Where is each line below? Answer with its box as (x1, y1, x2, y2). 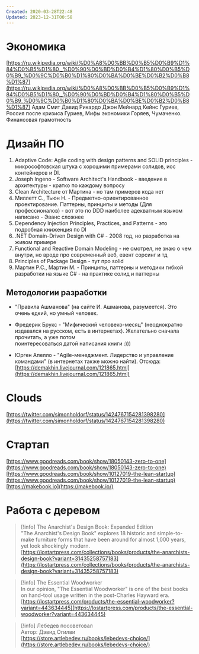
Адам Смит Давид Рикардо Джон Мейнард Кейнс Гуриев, (31, 103, 179, 110)
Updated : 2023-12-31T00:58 (6, 14, 73, 20)
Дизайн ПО (6, 137, 65, 150)
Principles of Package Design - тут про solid (14, 258, 124, 265)
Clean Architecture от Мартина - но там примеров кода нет (14, 188, 164, 195)
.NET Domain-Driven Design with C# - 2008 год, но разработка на (14, 232, 179, 239)
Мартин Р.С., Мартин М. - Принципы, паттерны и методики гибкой (14, 264, 184, 271)
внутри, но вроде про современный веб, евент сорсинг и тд (14, 251, 168, 258)
